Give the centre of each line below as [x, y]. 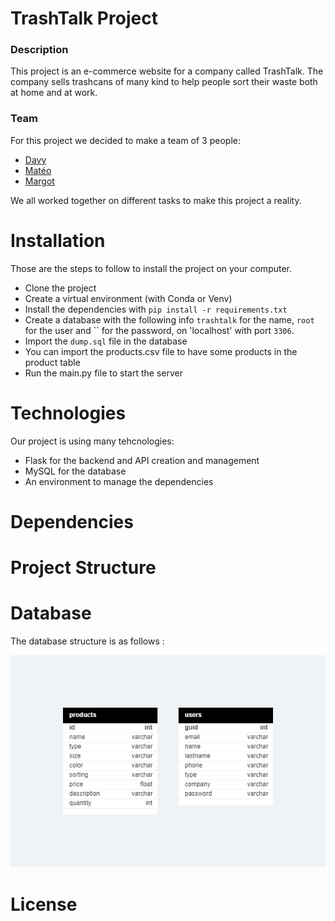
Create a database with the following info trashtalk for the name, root [169, 319]
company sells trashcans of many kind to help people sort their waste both [164, 82]
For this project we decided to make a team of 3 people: [125, 140]
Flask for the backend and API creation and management [142, 460]
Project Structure [83, 568]
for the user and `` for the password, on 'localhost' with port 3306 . [159, 330]
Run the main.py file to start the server [103, 373]
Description [39, 50]
